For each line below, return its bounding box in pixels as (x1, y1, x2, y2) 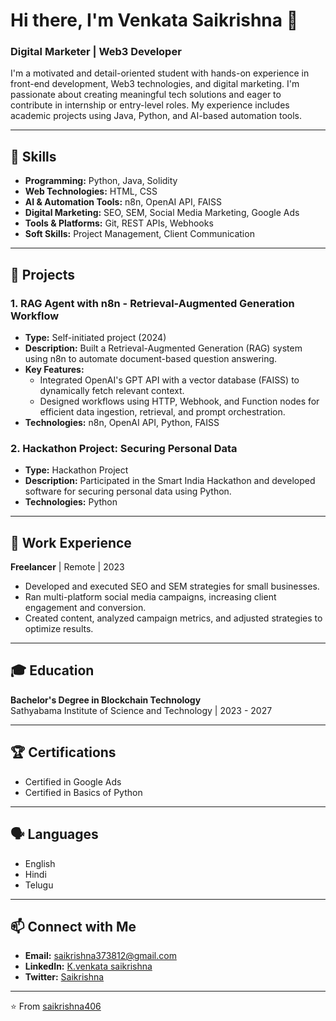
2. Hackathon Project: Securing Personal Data (10, 441, 238, 455)
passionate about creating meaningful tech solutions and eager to (10, 89, 282, 101)
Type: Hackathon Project (24, 464, 129, 476)
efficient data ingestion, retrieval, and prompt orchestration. (39, 405, 286, 418)
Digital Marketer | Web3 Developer (10, 45, 182, 59)
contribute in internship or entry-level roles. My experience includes (10, 99, 290, 111)
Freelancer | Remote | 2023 (10, 561, 125, 573)
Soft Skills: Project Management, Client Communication (24, 228, 255, 240)
